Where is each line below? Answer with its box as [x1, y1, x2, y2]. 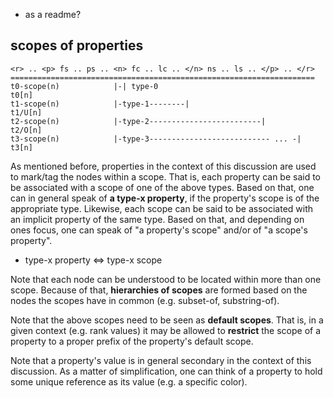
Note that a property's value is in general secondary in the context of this [10, 354, 312, 366]
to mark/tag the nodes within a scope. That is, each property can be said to [10, 170, 322, 183]
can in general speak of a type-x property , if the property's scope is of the [10, 192, 320, 204]
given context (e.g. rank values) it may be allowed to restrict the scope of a [10, 324, 322, 336]
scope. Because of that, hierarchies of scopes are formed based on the [10, 284, 308, 296]
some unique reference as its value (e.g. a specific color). [10, 375, 248, 388]
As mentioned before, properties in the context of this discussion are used [10, 160, 317, 172]
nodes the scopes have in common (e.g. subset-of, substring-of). [10, 294, 280, 306]
